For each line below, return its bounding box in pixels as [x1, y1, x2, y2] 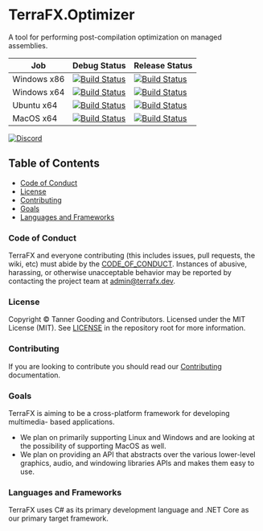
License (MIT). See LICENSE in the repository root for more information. [8, 323, 246, 333]
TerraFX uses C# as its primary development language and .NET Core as [8, 505, 249, 515]
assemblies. [8, 40, 48, 50]
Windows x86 [12, 73, 65, 84]
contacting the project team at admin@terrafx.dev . [8, 276, 175, 286]
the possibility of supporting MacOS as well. [19, 441, 166, 451]
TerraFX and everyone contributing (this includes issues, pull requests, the [8, 251, 256, 261]
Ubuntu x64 [12, 99, 58, 110]
